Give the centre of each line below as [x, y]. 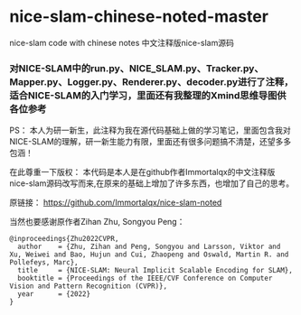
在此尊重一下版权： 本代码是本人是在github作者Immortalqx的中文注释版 [142, 172]
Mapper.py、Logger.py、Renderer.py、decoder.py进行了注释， [151, 81]
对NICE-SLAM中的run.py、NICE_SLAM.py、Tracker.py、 [136, 68]
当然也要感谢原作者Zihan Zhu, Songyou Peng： [97, 222]
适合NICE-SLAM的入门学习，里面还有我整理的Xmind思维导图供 [148, 95]
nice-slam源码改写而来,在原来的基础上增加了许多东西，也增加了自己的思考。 [152, 183]
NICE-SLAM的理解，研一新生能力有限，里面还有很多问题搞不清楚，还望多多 [150, 142]
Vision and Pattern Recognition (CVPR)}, [89, 286]
